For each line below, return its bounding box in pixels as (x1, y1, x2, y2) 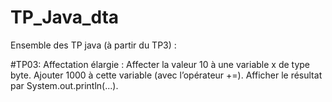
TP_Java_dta (10, 6, 120, 29)
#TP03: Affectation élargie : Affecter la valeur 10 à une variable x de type (10, 58, 311, 70)
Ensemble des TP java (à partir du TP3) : (10, 39, 177, 51)
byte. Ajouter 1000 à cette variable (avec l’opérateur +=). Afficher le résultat (10, 69, 323, 81)
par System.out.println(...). (10, 79, 119, 91)
